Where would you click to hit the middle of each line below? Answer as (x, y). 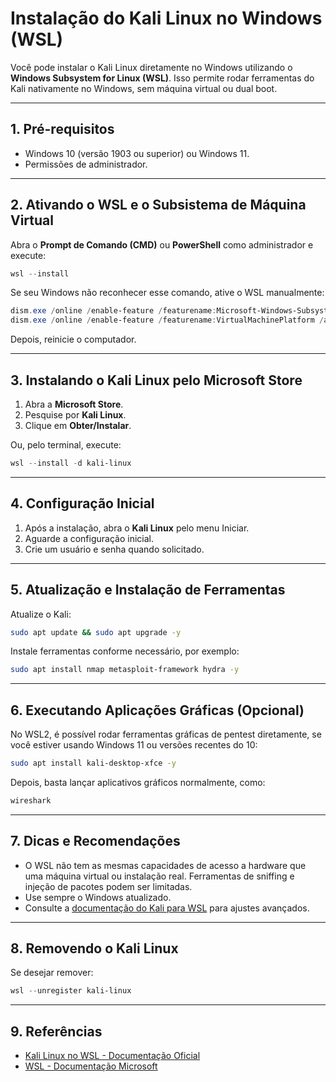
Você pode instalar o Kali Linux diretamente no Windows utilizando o (151, 67)
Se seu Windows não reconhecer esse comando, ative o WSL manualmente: (167, 293)
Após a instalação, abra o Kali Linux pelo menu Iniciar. (137, 528)
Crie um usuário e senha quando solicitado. (114, 549)
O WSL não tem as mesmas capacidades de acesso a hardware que (165, 865)
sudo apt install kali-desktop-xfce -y (93, 763)
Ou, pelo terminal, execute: (66, 445)
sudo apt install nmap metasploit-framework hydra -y (125, 670)
